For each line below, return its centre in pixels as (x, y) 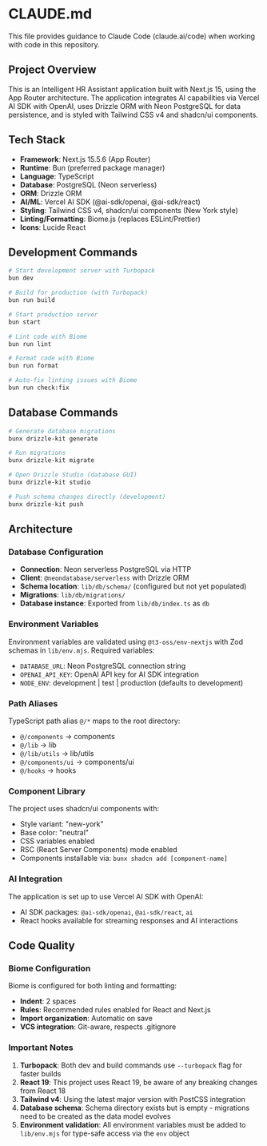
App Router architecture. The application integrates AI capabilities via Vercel (134, 98)
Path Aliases (33, 703)
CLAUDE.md (50, 14)
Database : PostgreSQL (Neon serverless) (88, 184)
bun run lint (30, 344)
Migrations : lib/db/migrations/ (73, 595)
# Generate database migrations (62, 431)
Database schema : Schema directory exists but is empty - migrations (135, 1108)
